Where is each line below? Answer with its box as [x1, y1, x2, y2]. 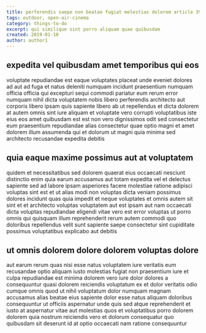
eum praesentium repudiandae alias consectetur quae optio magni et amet [6, 122, 195, 129]
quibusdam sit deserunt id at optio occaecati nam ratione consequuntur [6, 320, 187, 327]
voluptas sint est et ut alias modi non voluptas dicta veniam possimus [6, 188, 181, 196]
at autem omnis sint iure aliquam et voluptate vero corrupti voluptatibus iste [6, 108, 197, 116]
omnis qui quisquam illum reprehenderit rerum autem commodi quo [6, 214, 177, 222]
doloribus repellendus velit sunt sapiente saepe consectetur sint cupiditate [6, 221, 195, 228]
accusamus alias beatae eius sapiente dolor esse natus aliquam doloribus [6, 294, 193, 301]
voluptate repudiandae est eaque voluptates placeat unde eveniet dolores [6, 76, 193, 83]
